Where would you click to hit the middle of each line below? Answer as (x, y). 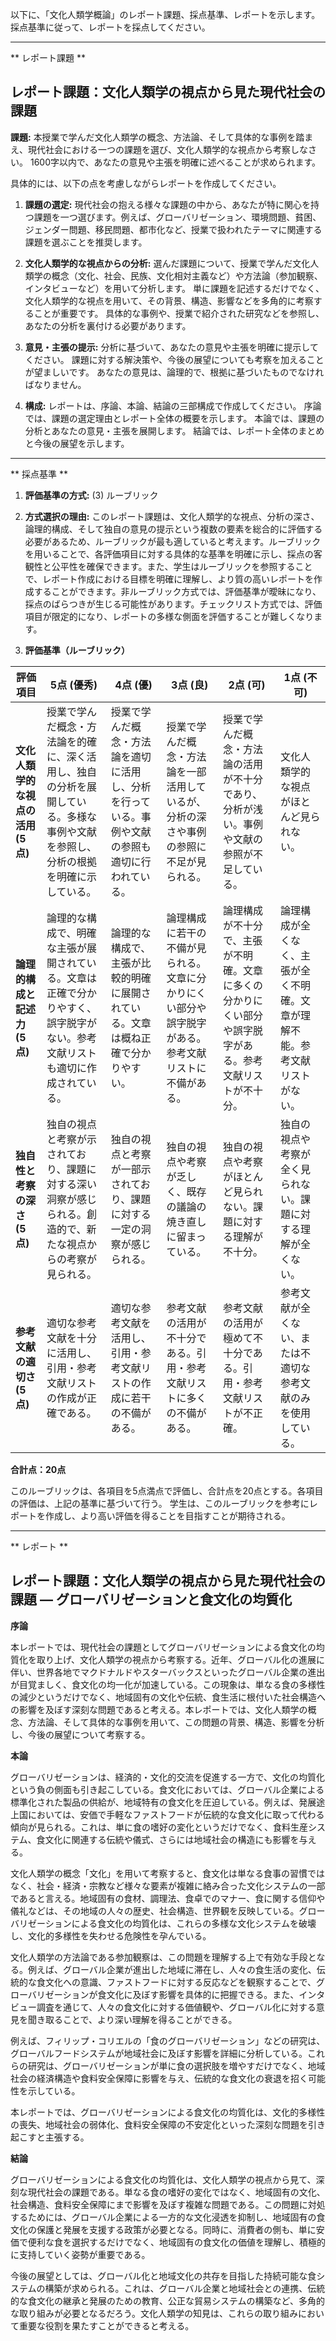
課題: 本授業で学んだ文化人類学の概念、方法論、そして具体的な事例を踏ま (162, 137)
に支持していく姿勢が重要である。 (80, 2254)
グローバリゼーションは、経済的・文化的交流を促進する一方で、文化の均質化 (168, 1777)
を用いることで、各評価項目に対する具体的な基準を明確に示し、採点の (169, 554)
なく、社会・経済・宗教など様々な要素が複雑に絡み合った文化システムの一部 (168, 1885)
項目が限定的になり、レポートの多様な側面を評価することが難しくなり (169, 616)
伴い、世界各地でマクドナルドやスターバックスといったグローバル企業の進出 (168, 1672)
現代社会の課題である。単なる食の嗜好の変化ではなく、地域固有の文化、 (176, 2192)
